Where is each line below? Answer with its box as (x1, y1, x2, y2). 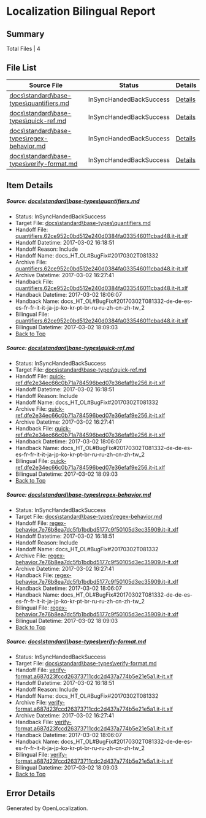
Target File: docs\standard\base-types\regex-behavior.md (15, 513, 162, 521)
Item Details (6, 180, 53, 191)
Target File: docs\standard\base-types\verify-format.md (15, 660, 158, 667)
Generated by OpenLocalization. (6, 805, 88, 812)
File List (6, 63, 37, 73)
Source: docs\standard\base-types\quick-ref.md (6, 344, 135, 351)
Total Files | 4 (6, 45, 41, 52)
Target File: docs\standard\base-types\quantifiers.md (15, 220, 151, 227)
